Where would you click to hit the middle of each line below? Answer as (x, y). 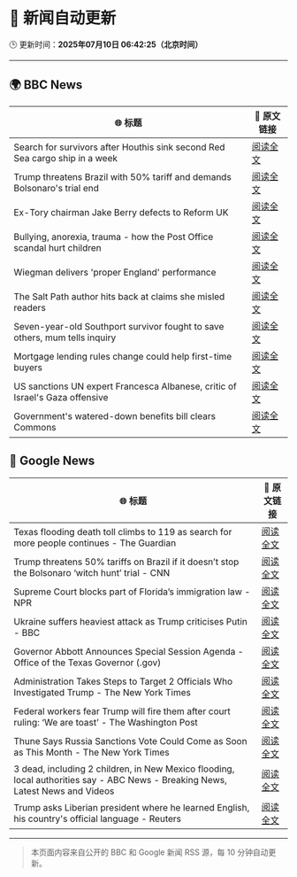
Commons (35, 427)
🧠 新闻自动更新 (63, 18)
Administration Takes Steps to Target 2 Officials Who (123, 681)
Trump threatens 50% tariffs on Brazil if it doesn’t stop (126, 562)
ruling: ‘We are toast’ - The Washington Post (106, 722)
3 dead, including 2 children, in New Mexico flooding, (124, 769)
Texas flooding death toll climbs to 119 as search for (123, 532)
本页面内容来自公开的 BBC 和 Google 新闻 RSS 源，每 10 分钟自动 (149, 852)
